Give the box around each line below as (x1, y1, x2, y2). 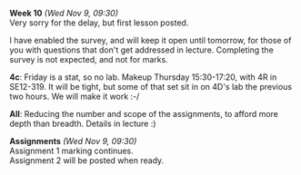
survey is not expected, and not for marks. (9, 54, 168, 64)
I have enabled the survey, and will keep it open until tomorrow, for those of (9, 35, 292, 45)
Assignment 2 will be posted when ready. (9, 155, 165, 166)
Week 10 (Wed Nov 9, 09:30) (9, 8, 118, 18)
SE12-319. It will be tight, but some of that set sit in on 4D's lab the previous (9, 82, 293, 92)
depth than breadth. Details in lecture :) (9, 118, 156, 129)
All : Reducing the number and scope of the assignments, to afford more (9, 109, 279, 119)
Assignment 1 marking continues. (9, 145, 134, 156)
